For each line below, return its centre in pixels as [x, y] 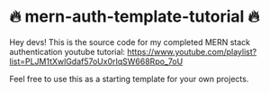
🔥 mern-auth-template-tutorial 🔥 [134, 17]
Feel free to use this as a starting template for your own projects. [129, 79]
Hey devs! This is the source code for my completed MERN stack [130, 42]
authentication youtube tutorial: [67, 51]
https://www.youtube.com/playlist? [192, 51]
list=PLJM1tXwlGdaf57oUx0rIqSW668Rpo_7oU [96, 61]
